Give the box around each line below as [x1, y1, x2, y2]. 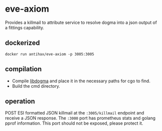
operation [5, 97, 35, 105]
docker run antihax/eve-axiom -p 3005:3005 [5, 52, 95, 56]
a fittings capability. [5, 24, 45, 30]
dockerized [5, 39, 40, 47]
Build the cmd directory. [12, 83, 61, 89]
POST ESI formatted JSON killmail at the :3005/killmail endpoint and [5, 110, 145, 116]
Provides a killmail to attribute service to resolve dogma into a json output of [5, 19, 157, 25]
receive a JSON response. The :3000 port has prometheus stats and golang [5, 115, 156, 121]
